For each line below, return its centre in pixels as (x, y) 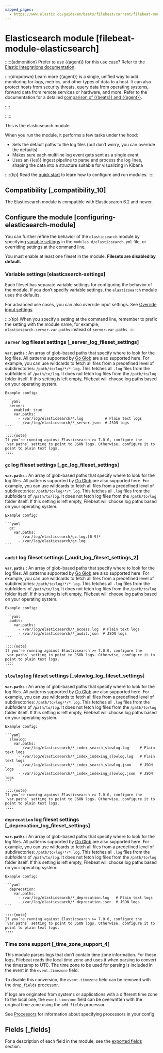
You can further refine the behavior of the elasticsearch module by (72, 236)
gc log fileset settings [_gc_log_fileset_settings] (62, 465)
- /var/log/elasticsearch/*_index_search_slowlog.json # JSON (85, 765)
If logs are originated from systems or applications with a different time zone (81, 994)
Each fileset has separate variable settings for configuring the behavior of (79, 285)
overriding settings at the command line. (45, 247)
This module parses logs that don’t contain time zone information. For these (81, 955)
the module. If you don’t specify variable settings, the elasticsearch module (81, 290)
